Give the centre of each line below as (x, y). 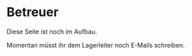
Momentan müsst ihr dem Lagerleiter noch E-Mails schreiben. (96, 45)
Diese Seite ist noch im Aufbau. (52, 31)
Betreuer (33, 12)
